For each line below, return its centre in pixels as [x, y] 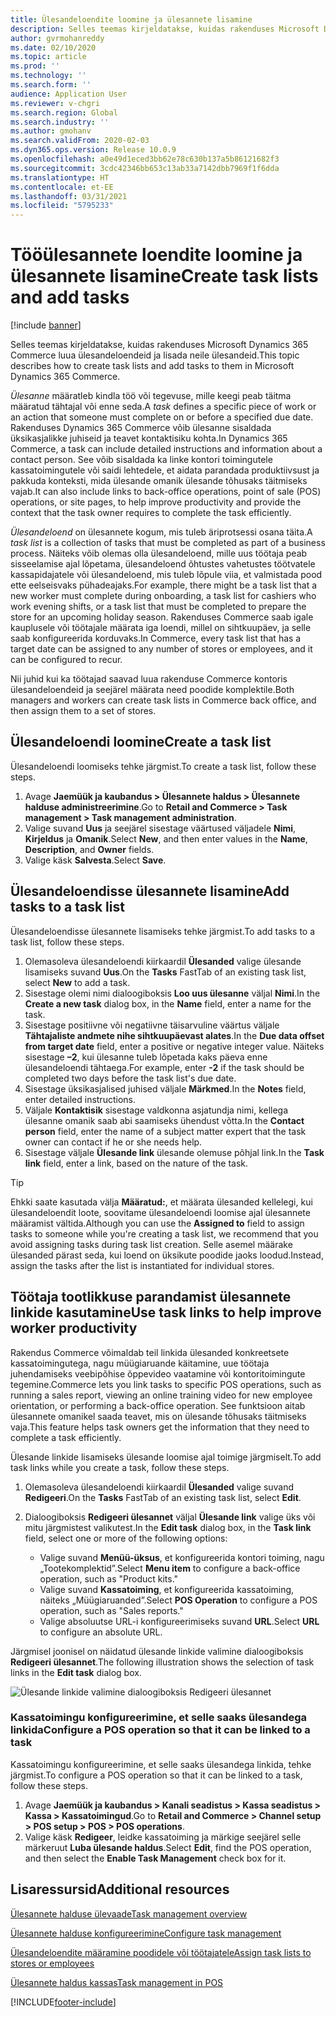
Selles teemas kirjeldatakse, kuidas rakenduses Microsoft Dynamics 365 [159, 345]
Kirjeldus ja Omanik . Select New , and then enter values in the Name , [166, 838]
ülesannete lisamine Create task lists [164, 276]
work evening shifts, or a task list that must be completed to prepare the [158, 607]
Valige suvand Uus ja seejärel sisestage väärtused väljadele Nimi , [160, 828]
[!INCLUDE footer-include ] [63, 2002]
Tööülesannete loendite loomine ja [156, 255]
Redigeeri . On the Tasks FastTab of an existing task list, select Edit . [163, 1497]
